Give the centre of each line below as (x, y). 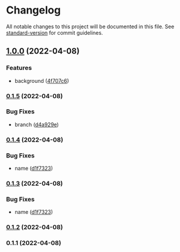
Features (19, 68)
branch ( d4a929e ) (37, 125)
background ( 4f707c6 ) (42, 80)
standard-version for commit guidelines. (55, 32)
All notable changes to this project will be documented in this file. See (90, 26)
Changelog (33, 10)
